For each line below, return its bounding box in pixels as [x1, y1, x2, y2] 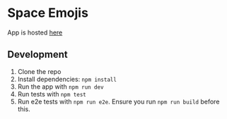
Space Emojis [7, 5, 88, 21]
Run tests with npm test [17, 89, 86, 98]
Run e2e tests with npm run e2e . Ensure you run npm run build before [17, 97, 220, 106]
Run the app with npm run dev [17, 82, 104, 91]
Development [7, 49, 69, 61]
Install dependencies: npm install [17, 75, 117, 83]
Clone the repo [17, 67, 62, 75]
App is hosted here [7, 28, 63, 37]
